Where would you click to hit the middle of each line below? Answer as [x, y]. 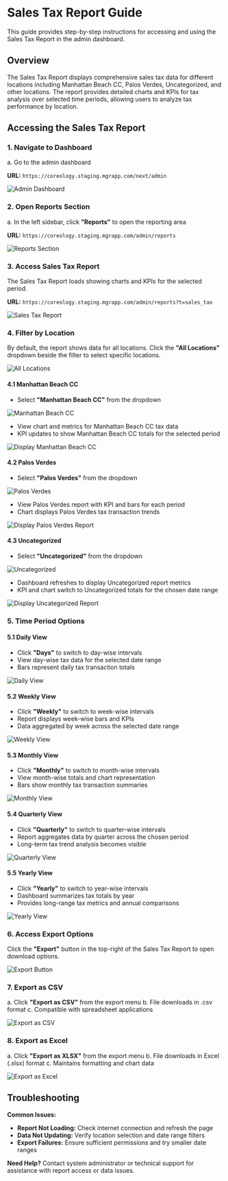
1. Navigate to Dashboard [50, 148]
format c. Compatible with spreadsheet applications [80, 1010]
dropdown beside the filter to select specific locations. [84, 355]
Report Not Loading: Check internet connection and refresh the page [115, 1127]
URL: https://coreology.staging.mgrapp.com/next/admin [87, 176]
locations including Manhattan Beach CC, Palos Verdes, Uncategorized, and [114, 85]
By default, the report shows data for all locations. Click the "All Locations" [114, 348]
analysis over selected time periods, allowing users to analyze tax [100, 99]
